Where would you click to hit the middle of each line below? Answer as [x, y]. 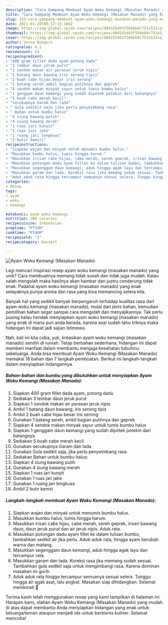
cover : [12, 38]
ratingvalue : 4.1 [24, 47]
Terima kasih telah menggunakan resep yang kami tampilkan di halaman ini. [83, 597]
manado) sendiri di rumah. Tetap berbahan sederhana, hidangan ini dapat [81, 342]
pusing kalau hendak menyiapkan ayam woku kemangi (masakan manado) [82, 317]
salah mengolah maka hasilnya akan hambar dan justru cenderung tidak [80, 281]
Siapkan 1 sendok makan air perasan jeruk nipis [62, 404]
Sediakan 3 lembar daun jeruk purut [50, 398]
